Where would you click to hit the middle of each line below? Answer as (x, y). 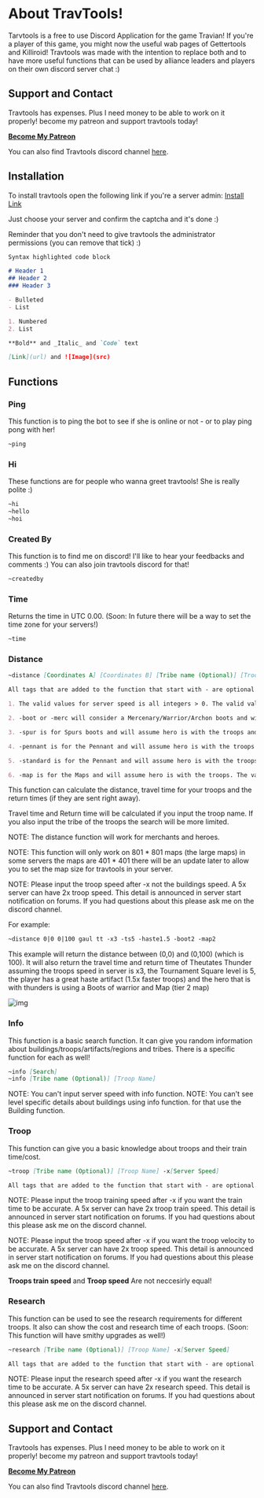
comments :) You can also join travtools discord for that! (99, 564)
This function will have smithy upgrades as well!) (87, 1335)
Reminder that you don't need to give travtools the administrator (112, 234)
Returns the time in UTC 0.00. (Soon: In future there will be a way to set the (130, 616)
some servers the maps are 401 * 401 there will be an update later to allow (128, 861)
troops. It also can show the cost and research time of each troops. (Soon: (128, 1326)
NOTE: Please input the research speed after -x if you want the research (125, 1379)
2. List (21, 329)
